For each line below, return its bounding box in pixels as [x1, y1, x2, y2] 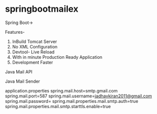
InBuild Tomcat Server [12, 38, 57, 45]
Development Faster [12, 59, 53, 65]
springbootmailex [5, 3, 79, 15]
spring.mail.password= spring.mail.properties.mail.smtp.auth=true [5, 98, 138, 104]
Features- [5, 29, 25, 35]
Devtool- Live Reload [12, 49, 55, 55]
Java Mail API [5, 68, 33, 74]
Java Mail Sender [5, 78, 40, 84]
